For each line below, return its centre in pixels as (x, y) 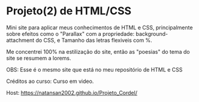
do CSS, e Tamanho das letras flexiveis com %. (94, 40)
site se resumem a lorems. (39, 58)
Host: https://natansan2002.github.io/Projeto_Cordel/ (72, 92)
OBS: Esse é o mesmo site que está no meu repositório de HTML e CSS (94, 69)
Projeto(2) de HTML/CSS (69, 11)
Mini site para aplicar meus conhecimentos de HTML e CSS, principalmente (99, 27)
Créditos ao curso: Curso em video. (50, 81)
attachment (20, 40)
